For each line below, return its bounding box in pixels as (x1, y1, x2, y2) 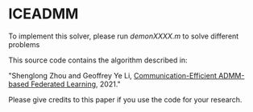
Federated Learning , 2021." (31, 79, 121, 89)
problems (8, 39, 40, 49)
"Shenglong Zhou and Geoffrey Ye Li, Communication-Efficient (8, 70, 218, 80)
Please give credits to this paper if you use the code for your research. (8, 94, 243, 104)
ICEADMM (8, 5, 79, 23)
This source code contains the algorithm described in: (8, 55, 188, 65)
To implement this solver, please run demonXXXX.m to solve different (8, 31, 239, 41)
